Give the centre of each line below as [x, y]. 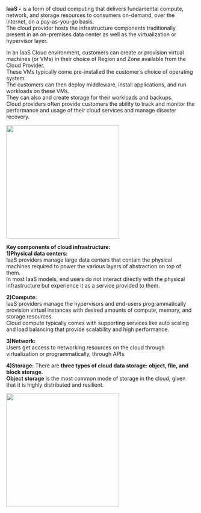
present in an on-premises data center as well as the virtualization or [91, 34]
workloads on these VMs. [38, 91]
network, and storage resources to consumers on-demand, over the [91, 15]
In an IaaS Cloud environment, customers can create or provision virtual [95, 53]
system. [16, 78]
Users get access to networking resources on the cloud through [85, 347]
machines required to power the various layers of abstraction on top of [94, 266]
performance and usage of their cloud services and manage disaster [91, 110]
